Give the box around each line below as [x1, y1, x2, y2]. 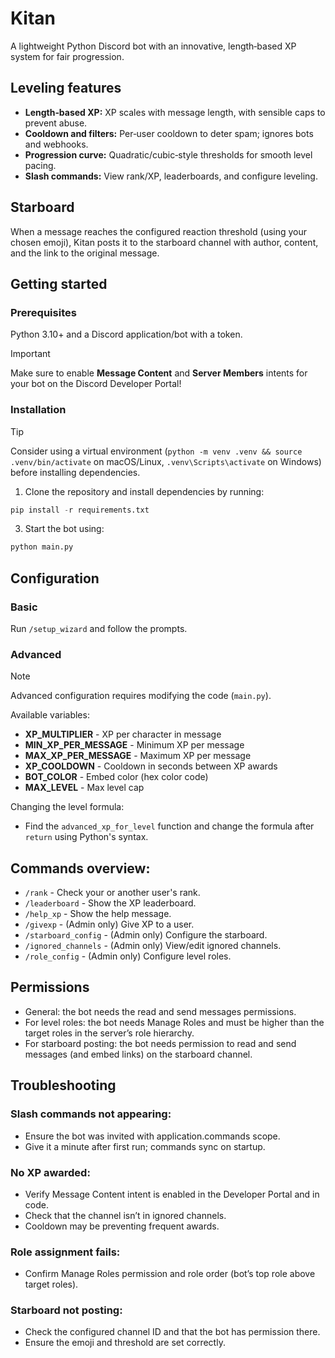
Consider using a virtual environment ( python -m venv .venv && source [10, 445, 303, 457]
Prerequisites [10, 305, 77, 319]
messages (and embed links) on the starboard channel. [24, 1048, 253, 1060]
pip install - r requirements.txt [10, 505, 150, 515]
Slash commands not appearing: [10, 1107, 172, 1121]
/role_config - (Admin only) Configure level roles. [24, 950, 232, 962]
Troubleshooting [10, 1077, 117, 1094]
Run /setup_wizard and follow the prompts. [10, 622, 188, 634]
